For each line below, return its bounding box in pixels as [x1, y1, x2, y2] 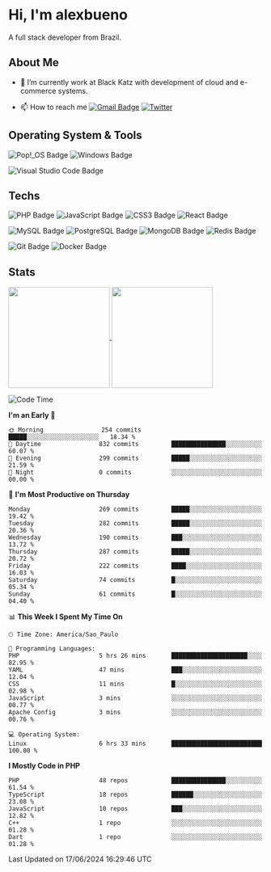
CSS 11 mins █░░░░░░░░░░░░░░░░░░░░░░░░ [8, 680, 263, 689]
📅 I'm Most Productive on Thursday [8, 490, 130, 499]
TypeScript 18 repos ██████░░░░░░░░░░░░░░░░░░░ [8, 790, 263, 799]
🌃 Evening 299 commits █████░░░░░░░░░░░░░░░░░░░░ [8, 454, 263, 462]
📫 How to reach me [19, 102, 87, 112]
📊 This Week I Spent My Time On [8, 612, 123, 621]
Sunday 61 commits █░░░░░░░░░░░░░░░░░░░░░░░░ [8, 590, 263, 599]
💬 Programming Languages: [8, 645, 95, 653]
